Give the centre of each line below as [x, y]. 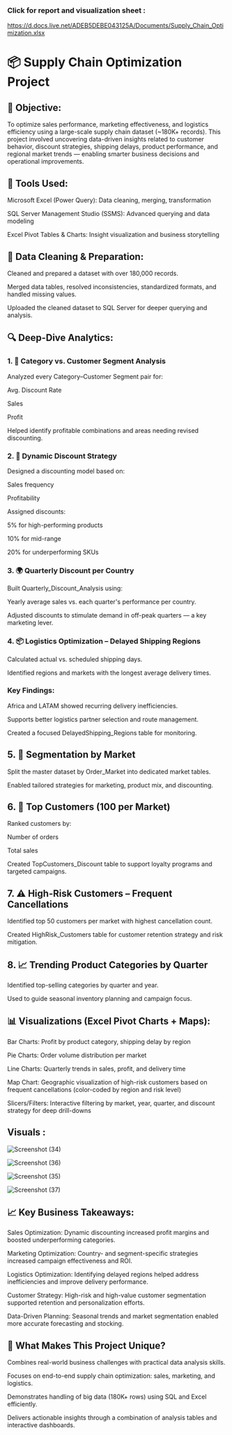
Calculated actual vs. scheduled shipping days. [75, 659]
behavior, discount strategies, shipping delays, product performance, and [113, 147]
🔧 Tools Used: [38, 183]
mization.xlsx [26, 33]
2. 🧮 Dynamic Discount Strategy [62, 456]
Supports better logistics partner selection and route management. [103, 719]
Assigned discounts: [37, 512]
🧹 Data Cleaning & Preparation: [76, 256]
